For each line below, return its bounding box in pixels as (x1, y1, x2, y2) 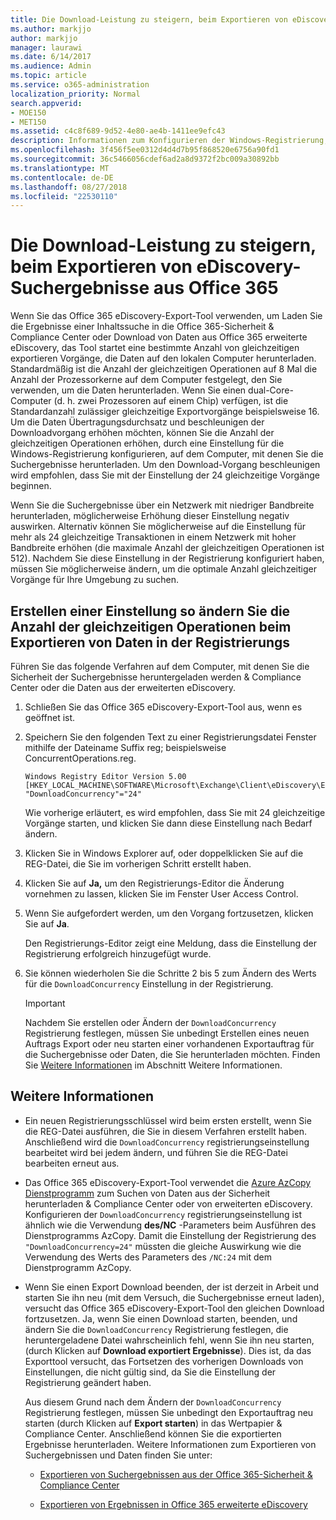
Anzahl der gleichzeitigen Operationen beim (10, 618, 292, 635)
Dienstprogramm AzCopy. (24, 1261, 132, 1273)
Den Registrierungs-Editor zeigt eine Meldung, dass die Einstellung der (24, 937, 317, 949)
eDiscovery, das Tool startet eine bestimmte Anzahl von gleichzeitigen (10, 342, 300, 354)
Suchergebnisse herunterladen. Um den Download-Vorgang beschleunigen (10, 459, 321, 471)
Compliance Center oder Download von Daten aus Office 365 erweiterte (10, 331, 308, 343)
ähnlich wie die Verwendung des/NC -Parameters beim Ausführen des (24, 1219, 317, 1231)
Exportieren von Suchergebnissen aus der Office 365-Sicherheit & (39, 1468, 313, 1480)
